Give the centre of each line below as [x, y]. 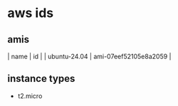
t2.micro [30, 96]
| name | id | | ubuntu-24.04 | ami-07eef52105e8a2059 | [89, 56]
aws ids [31, 13]
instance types [41, 79]
